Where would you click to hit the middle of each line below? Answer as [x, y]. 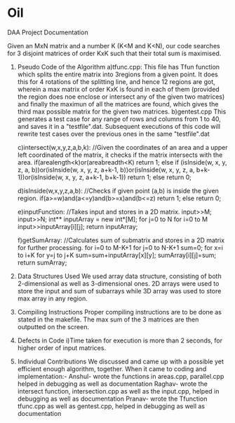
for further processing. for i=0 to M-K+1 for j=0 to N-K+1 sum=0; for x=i [120, 247]
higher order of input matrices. [62, 347]
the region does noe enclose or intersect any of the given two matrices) [121, 97]
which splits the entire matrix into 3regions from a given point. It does [118, 74]
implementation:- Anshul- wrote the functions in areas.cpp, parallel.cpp [121, 376]
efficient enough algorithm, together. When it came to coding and [112, 368]
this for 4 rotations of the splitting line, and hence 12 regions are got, [116, 81]
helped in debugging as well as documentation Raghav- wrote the [113, 384]
